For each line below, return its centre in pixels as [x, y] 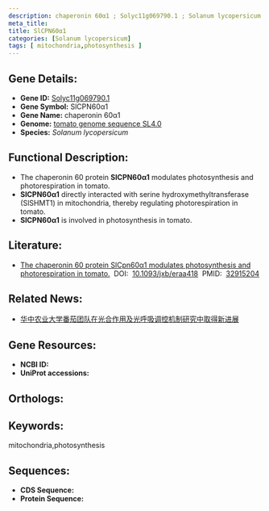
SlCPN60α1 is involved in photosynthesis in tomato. [106, 220]
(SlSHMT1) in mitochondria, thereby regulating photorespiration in [129, 203]
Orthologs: [36, 398]
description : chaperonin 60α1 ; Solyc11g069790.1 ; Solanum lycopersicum [135, 16]
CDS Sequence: [47, 490]
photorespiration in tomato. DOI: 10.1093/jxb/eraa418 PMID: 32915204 [140, 273]
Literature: [35, 246]
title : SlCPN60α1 [37, 31]
